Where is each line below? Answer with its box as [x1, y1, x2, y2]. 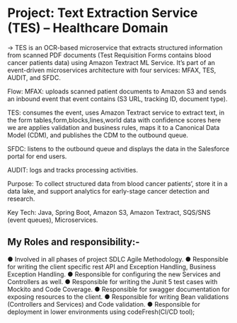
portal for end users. [7, 152, 67, 160]
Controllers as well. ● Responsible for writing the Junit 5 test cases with [7, 277, 218, 286]
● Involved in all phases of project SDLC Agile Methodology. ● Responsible [7, 254, 229, 263]
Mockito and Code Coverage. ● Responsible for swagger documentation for [7, 285, 231, 293]
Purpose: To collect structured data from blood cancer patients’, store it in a [7, 179, 228, 188]
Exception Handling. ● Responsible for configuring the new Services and [7, 270, 221, 278]
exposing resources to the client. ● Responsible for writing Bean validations [7, 292, 229, 301]
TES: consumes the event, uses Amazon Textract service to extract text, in [7, 108, 225, 117]
